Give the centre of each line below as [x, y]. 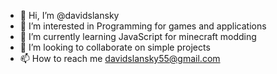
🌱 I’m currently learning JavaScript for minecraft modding [138, 36]
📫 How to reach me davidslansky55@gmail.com [120, 58]
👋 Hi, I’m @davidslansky [69, 15]
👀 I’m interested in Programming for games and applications [143, 26]
